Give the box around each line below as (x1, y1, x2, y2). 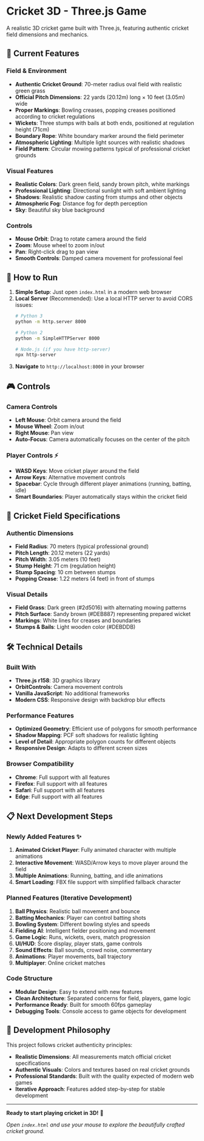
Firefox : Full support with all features (15, 780, 107, 787)
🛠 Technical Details (6, 642, 83, 652)
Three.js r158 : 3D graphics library (15, 676, 100, 684)
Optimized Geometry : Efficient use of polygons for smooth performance (15, 725, 197, 733)
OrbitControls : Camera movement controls (15, 683, 123, 690)
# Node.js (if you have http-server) (15, 346, 111, 352)
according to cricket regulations (15, 112, 95, 120)
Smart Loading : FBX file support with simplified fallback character (15, 879, 181, 886)
